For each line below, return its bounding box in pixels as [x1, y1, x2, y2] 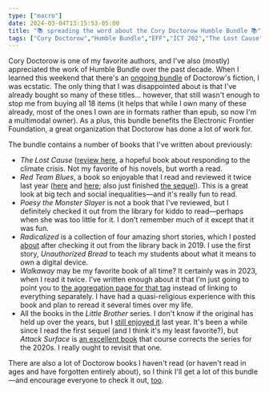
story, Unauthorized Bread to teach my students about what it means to [19, 249, 256, 259]
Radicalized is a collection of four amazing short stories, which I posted [19, 232, 256, 241]
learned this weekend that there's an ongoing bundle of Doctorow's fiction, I [8, 73, 260, 83]
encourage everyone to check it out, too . [29, 375, 164, 385]
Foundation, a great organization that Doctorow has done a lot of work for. [8, 124, 253, 134]
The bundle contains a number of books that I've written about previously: [8, 140, 253, 149]
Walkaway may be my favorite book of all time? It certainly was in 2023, [19, 266, 258, 276]
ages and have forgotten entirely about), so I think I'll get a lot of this [8, 367, 234, 377]
